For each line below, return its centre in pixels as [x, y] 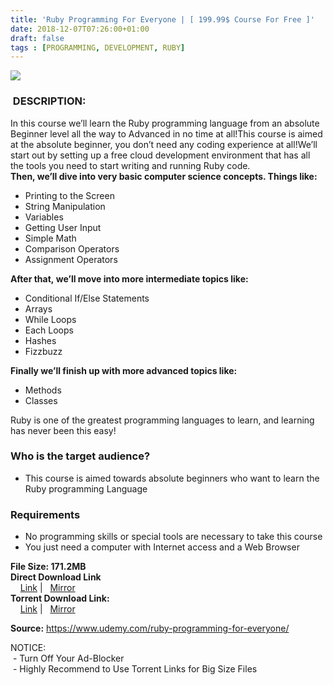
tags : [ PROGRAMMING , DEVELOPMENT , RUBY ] [98, 47]
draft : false [37, 38]
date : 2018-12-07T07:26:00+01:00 [80, 29]
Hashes [40, 340]
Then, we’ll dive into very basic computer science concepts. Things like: [164, 176]
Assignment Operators [71, 259]
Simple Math [50, 238]
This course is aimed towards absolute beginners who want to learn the [172, 478]
